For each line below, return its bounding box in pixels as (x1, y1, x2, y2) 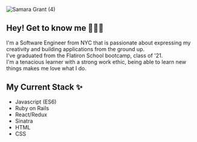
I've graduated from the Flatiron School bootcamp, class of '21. (6, 52, 163, 59)
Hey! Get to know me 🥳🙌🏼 (6, 23, 104, 33)
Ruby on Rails (15, 104, 50, 111)
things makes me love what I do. (6, 64, 86, 72)
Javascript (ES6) (15, 98, 57, 105)
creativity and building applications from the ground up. (6, 45, 145, 52)
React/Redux (15, 111, 47, 118)
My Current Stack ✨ (6, 82, 83, 93)
